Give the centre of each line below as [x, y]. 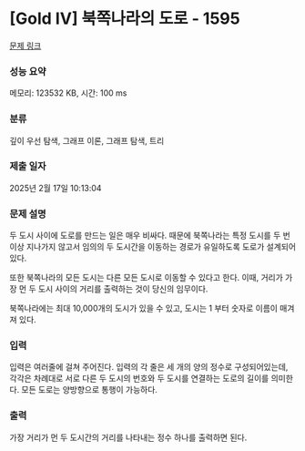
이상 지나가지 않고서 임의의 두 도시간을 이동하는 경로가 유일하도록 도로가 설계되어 [153, 247]
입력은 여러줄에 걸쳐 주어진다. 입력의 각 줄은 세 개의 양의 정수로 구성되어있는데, [149, 367]
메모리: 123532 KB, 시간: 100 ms [68, 93]
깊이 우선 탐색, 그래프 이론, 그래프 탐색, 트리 [87, 140]
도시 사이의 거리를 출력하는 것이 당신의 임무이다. [123, 289]
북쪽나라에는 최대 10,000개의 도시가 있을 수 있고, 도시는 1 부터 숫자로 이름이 [143, 308]
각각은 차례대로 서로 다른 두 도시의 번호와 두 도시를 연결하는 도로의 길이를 [139, 378]
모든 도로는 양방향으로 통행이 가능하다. [89, 390]
